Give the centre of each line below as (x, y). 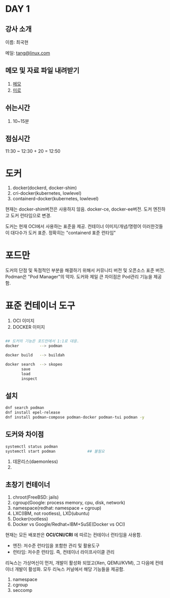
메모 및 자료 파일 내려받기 (42, 71)
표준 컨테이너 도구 (40, 306)
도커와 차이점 (25, 435)
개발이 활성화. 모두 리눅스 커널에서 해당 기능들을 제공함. (69, 569)
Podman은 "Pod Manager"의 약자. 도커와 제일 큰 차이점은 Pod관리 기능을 (79, 277)
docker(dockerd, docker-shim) (45, 188)
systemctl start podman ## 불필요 (55, 451)
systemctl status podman (32, 447)
